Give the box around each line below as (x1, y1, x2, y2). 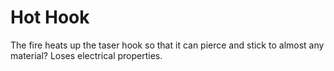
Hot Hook (10, 6, 90, 29)
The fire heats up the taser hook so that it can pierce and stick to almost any (10, 39, 325, 51)
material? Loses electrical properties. (10, 49, 163, 61)
